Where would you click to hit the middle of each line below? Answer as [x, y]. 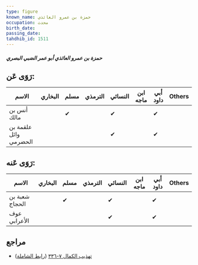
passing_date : [24, 34]
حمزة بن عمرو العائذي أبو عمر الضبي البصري [54, 58]
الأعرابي [19, 221]
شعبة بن [19, 197]
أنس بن [19, 110]
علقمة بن [21, 127]
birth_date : [21, 28]
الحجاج [18, 204]
